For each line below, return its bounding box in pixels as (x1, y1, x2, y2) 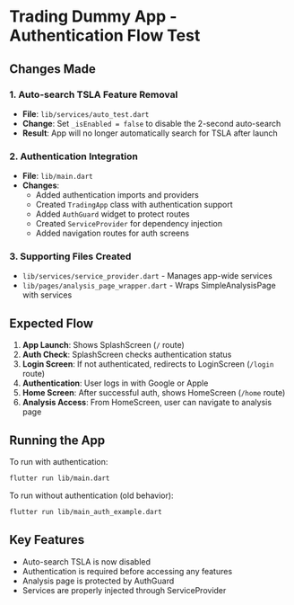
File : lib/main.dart (22, 171, 94, 182)
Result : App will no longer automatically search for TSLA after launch (22, 128, 278, 138)
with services (22, 289, 73, 300)
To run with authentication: (9, 457, 108, 467)
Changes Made (9, 61, 96, 76)
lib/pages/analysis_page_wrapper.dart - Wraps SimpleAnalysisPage (22, 280, 276, 291)
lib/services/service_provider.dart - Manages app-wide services (22, 271, 273, 281)
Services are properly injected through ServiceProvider (22, 584, 227, 595)
